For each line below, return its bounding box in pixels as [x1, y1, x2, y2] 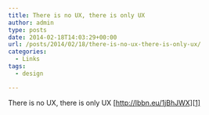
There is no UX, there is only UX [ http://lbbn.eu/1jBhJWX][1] [8, 98, 201, 107]
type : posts [8, 26, 47, 34]
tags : [8, 63, 26, 70]
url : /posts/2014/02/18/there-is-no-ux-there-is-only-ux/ [8, 41, 201, 49]
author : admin [8, 19, 55, 27]
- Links [15, 56, 41, 63]
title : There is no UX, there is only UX [8, 11, 146, 20]
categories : [8, 48, 47, 56]
